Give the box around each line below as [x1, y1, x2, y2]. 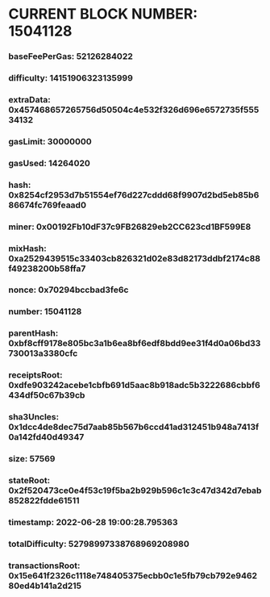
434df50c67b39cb [8, 390, 85, 401]
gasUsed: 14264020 [8, 157, 91, 169]
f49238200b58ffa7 [8, 263, 86, 274]
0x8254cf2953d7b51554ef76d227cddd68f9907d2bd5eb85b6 [8, 189, 260, 200]
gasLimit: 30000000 [8, 136, 93, 147]
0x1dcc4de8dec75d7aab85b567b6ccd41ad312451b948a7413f [8, 421, 260, 432]
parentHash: [8, 328, 59, 339]
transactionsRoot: [8, 560, 81, 571]
